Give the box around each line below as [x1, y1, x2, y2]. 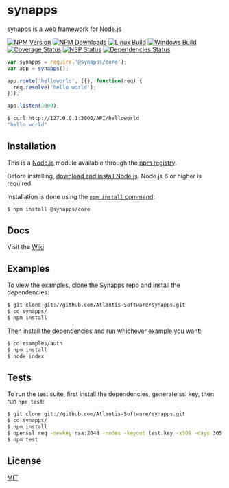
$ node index [7, 353, 45, 360]
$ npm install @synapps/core [7, 205, 91, 213]
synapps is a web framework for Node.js [7, 25, 122, 33]
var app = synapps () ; [7, 65, 69, 72]
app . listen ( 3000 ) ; [7, 102, 60, 110]
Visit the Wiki [7, 243, 45, 251]
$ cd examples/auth [7, 340, 63, 347]
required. [7, 179, 33, 187]
